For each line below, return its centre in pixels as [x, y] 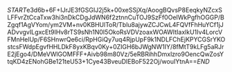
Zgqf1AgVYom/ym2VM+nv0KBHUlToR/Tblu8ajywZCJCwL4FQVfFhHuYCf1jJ [115, 25]
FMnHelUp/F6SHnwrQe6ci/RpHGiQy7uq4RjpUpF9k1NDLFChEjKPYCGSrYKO [116, 39]
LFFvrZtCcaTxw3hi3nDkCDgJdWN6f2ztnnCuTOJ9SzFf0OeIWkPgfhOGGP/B [116, 17]
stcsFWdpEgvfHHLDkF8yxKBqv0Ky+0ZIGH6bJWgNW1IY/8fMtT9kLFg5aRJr [116, 47]
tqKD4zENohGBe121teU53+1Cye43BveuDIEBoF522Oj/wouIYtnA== [102, 61]
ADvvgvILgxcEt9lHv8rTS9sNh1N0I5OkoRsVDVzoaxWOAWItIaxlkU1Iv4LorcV [115, 32]
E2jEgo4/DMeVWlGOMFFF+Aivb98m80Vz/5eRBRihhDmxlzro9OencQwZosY [116, 54]
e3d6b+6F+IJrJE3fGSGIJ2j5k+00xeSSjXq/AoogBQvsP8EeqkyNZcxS [125, 10]
